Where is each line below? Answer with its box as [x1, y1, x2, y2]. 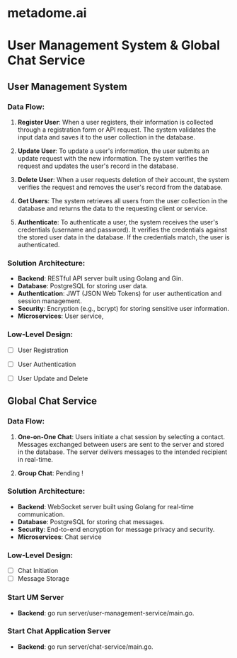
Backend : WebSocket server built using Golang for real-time [17, 502, 195, 511]
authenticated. [17, 241, 60, 249]
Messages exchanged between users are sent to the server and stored [17, 440, 224, 448]
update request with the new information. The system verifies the [17, 154, 209, 163]
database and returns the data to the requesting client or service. [17, 204, 208, 213]
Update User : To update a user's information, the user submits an [17, 147, 209, 155]
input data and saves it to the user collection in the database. [17, 133, 196, 142]
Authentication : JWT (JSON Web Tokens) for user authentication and [17, 289, 221, 298]
